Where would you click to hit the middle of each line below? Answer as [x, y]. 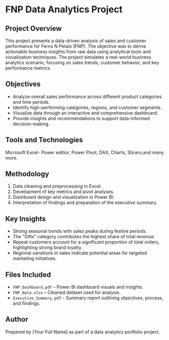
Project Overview [34, 29]
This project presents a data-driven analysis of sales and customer [76, 41]
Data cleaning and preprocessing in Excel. [57, 186]
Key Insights [26, 219]
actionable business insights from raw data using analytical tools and [78, 52]
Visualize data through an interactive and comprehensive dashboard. [86, 113]
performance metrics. [28, 68]
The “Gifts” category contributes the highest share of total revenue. [84, 237]
